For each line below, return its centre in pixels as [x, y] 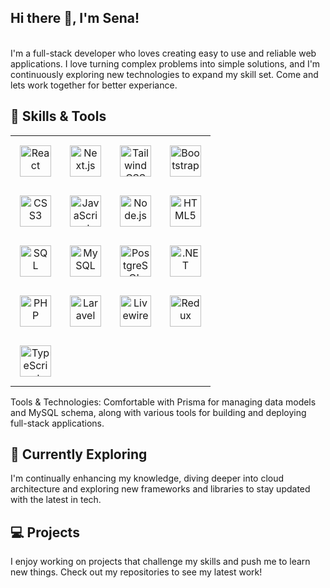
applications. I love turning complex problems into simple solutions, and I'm [165, 63]
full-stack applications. [57, 423]
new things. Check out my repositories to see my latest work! [136, 572]
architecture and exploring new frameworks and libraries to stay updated [160, 489]
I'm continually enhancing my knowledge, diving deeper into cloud [147, 478]
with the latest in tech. [56, 500]
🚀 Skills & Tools [58, 116]
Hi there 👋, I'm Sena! [75, 18]
